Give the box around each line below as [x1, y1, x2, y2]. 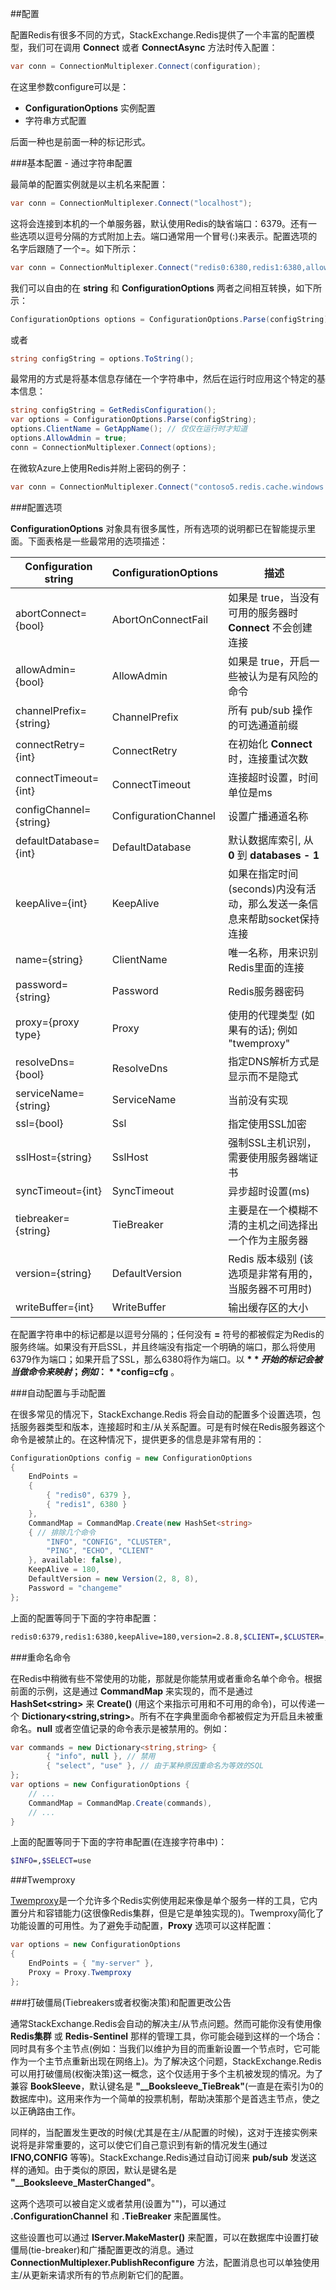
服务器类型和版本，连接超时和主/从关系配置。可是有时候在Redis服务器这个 [18, 1420, 326, 1432]
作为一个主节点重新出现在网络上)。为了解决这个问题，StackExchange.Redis [10, 2055, 322, 2067]
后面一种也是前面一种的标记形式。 [10, 135, 151, 147]
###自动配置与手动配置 [10, 1387, 107, 1399]
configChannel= [15, 802, 92, 816]
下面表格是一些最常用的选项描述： [27, 535, 168, 547]
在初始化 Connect [228, 737, 313, 751]
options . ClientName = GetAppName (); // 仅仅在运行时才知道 [10, 424, 248, 434]
